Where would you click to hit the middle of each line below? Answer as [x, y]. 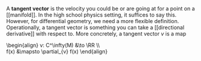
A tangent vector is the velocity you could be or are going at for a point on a [100, 9]
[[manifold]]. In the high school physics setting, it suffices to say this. [91, 15]
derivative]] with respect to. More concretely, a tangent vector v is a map [96, 34]
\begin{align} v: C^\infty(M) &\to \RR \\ [53, 45]
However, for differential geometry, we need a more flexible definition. [93, 21]
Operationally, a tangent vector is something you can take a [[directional [95, 27]
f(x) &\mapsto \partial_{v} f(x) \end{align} [57, 52]
